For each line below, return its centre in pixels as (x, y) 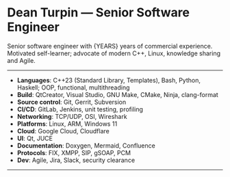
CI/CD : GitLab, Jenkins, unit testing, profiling (80, 109)
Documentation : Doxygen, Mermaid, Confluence (86, 146)
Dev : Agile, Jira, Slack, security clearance (76, 160)
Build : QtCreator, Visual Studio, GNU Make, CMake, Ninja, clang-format (118, 94)
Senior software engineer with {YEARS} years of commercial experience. (110, 46)
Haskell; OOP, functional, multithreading (73, 87)
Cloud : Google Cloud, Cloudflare (63, 131)
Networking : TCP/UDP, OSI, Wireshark (72, 116)
